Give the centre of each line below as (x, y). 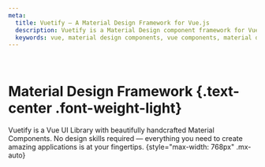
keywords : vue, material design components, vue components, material (134, 37)
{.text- (218, 92)
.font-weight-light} (119, 108)
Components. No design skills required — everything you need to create (125, 139)
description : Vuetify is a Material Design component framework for (130, 30)
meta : (17, 15)
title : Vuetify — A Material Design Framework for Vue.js (113, 23)
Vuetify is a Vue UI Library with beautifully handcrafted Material (111, 130)
